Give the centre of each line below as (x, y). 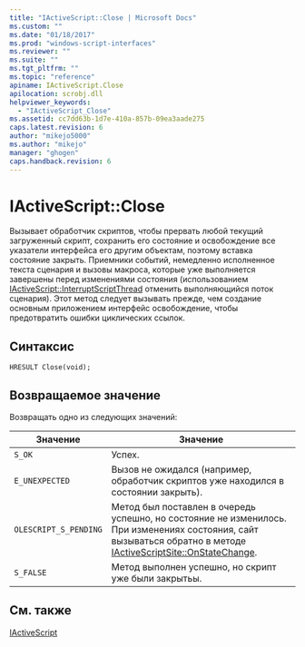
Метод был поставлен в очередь (184, 507)
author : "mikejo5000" (50, 136)
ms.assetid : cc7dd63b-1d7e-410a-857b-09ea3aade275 (107, 119)
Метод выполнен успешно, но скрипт (194, 567)
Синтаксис (42, 346)
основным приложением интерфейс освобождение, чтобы (124, 309)
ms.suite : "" (34, 60)
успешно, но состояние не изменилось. (199, 518)
